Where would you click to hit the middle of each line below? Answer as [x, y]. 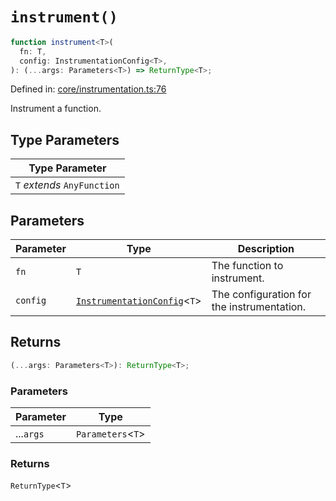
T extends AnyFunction [67, 185]
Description [266, 249]
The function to [247, 266]
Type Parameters [65, 139]
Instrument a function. [56, 109]
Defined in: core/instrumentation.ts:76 [88, 89]
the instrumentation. [259, 307]
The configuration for [261, 295]
